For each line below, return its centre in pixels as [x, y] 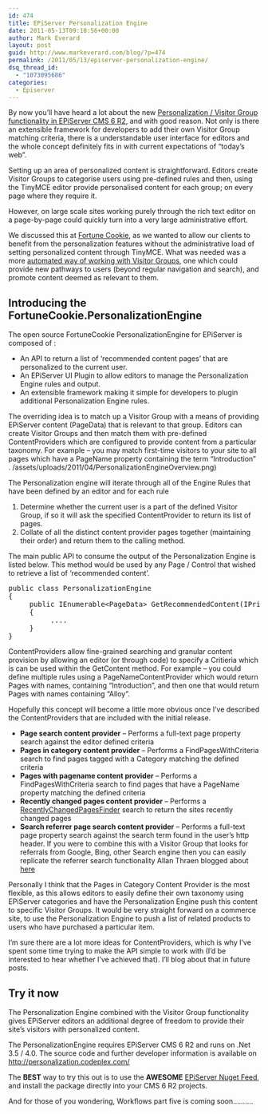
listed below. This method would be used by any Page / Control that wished [132, 565]
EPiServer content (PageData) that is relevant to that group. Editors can [125, 425]
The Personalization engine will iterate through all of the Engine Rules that [130, 483]
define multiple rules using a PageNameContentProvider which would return [133, 677]
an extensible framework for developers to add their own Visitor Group [124, 129]
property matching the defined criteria [83, 793]
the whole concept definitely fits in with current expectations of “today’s [126, 147]
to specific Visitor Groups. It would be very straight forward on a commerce [132, 910]
